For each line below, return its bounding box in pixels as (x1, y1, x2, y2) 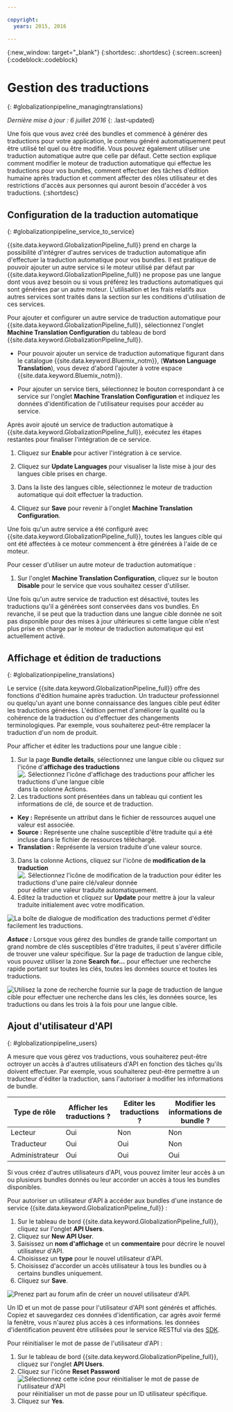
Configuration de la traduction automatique (7, 209, 199, 221)
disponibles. (7, 1182, 42, 1191)
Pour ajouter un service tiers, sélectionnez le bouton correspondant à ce (17, 385, 225, 393)
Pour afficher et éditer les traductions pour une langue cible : (7, 742, 182, 750)
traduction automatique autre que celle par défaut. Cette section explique (7, 152, 217, 160)
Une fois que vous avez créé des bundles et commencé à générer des (7, 129, 208, 138)
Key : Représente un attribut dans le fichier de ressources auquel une (17, 814, 216, 822)
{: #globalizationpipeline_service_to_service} (7, 228, 135, 236)
